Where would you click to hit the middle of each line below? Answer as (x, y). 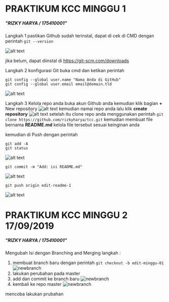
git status (17, 148)
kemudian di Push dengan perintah (42, 135)
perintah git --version (29, 41)
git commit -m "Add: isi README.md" (44, 167)
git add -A (17, 144)
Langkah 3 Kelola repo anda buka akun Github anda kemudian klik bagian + (84, 104)
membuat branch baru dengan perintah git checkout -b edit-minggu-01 (88, 263)
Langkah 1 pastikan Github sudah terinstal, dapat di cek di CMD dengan (80, 36)
